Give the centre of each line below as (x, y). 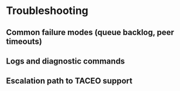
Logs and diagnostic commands (65, 61)
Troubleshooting (47, 11)
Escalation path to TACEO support (69, 81)
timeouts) (24, 41)
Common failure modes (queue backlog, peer (90, 32)
